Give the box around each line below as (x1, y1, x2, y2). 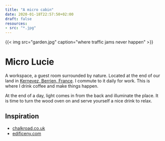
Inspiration (5, 112, 39, 121)
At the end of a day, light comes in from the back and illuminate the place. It (5, 93, 159, 99)
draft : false (5, 16, 32, 21)
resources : (5, 21, 28, 26)
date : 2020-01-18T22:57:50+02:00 (5, 12, 74, 17)
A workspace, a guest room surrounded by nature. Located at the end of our (5, 72, 161, 79)
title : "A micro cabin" (5, 7, 54, 12)
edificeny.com (12, 130, 41, 136)
